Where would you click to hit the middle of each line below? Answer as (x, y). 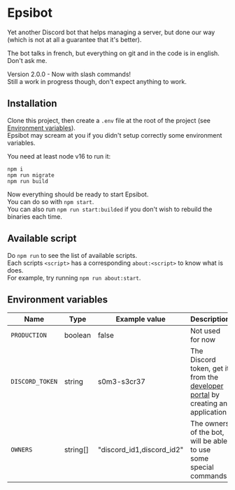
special (202, 468)
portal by (205, 395)
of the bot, (207, 433)
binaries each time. (35, 216)
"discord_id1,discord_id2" (141, 450)
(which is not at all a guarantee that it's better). (74, 39)
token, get (207, 368)
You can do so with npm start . (51, 201)
